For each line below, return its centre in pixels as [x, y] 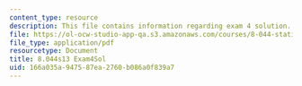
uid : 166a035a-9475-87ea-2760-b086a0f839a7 [92, 68]
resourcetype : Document [54, 51]
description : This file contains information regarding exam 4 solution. [151, 26]
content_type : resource [54, 17]
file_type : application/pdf [62, 43]
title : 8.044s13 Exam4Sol [58, 59]
